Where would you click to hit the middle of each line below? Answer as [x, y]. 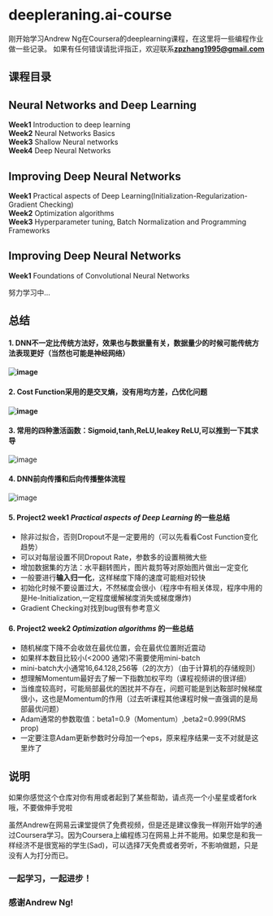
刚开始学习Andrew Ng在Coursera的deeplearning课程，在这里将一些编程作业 [136, 38]
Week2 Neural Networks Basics [62, 134]
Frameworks [29, 230]
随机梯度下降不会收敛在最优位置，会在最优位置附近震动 [113, 648]
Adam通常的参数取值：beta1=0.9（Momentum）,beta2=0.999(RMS [133, 719]
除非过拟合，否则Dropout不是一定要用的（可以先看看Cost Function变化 [139, 537]
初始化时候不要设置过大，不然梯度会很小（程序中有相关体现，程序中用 [138, 588]
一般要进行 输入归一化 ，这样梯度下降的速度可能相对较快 [113, 578]
